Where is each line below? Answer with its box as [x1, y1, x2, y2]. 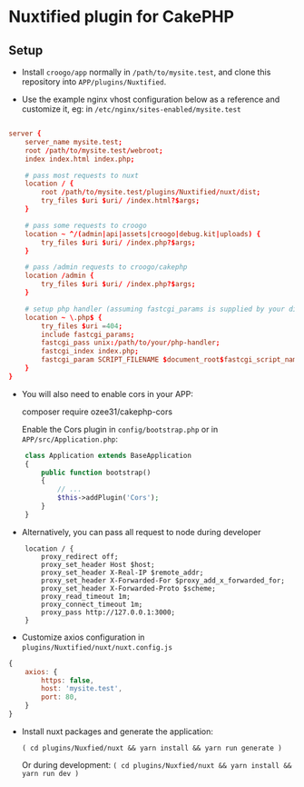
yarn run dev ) [21, 769, 80, 778]
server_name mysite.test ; [25, 137, 123, 146]
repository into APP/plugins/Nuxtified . [21, 76, 167, 87]
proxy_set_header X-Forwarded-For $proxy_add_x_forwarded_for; [41, 575, 285, 585]
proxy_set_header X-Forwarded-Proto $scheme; [41, 583, 217, 593]
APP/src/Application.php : [21, 433, 119, 444]
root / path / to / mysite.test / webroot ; [25, 145, 164, 155]
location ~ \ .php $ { [25, 313, 103, 322]
